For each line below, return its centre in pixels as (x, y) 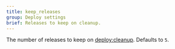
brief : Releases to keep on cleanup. (54, 23)
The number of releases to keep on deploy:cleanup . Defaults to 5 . (87, 40)
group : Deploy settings (36, 17)
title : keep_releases (33, 12)
